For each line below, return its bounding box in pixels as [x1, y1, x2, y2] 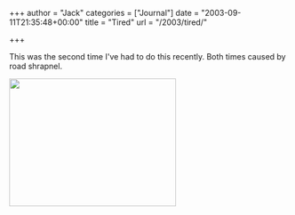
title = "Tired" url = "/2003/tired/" [84, 17, 207, 28]
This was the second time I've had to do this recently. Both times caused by [9, 52, 286, 61]
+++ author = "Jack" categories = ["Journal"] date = [9, 8, 200, 18]
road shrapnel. [9, 61, 63, 71]
